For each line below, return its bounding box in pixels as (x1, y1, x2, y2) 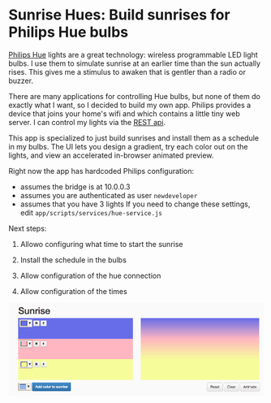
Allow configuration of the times (19, 286, 127, 296)
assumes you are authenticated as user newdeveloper (19, 190, 198, 200)
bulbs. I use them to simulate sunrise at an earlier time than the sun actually (8, 58, 261, 68)
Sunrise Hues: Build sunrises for (8, 6, 230, 24)
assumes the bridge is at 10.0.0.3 (19, 181, 131, 192)
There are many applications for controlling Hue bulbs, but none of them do (8, 91, 261, 101)
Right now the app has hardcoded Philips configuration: (8, 166, 195, 175)
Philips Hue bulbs (8, 23, 128, 41)
